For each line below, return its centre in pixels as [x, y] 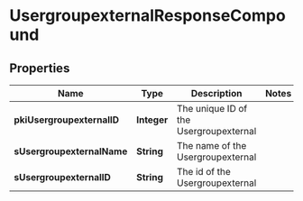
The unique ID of [212, 109]
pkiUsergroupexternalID [67, 120]
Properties [40, 68]
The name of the [212, 146]
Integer [152, 120]
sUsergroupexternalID [62, 177]
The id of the [204, 172]
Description [216, 93]
